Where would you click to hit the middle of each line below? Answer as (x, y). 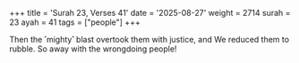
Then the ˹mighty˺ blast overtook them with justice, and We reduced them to (149, 39)
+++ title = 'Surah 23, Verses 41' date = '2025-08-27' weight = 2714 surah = (150, 13)
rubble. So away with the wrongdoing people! (93, 49)
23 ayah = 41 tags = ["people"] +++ (75, 22)
